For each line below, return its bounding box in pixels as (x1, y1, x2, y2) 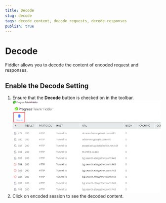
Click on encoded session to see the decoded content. (12, 193, 124, 199)
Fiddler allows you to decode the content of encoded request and (5, 62, 139, 68)
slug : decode (5, 13, 32, 18)
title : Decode (5, 8, 35, 13)
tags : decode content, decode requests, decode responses (5, 18, 127, 23)
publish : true (5, 24, 35, 29)
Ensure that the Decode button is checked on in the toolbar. (12, 95, 134, 101)
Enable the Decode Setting (5, 82, 89, 90)
